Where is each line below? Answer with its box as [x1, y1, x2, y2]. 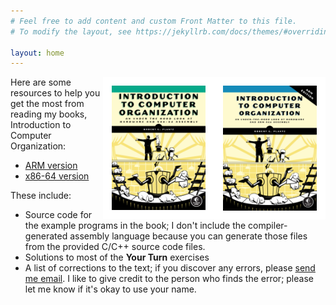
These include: [10, 190, 72, 202]
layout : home [10, 48, 65, 58]
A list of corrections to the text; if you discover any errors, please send [24, 262, 316, 274]
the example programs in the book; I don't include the [24, 220, 247, 232]
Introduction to [10, 119, 72, 131]
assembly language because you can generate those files [69, 230, 308, 242]
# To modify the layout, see [10, 26, 132, 37]
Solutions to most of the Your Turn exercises [24, 251, 210, 264]
